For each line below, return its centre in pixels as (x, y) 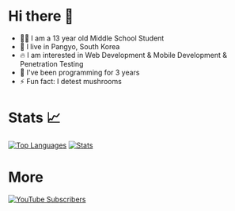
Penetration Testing (51, 63)
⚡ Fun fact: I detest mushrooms (71, 81)
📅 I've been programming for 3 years (80, 72)
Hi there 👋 (41, 16)
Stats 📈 (34, 118)
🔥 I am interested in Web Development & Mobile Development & (123, 55)
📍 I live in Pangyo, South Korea (70, 46)
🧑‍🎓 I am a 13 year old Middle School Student (92, 38)
